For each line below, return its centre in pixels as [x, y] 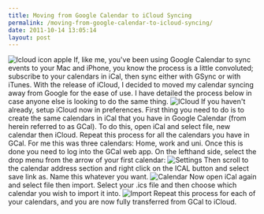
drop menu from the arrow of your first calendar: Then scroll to [128, 160]
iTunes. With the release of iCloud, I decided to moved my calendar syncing [131, 85]
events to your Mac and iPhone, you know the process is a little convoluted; [131, 68]
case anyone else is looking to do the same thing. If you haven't [127, 101]
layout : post [30, 37]
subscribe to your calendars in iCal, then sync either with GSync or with [125, 76]
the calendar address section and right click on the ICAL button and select [129, 168]
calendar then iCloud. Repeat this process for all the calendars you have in [129, 135]
